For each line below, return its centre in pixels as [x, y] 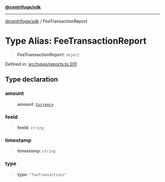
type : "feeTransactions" [42, 174]
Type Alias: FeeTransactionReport [76, 41]
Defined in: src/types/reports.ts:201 [41, 64]
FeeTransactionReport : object [48, 54]
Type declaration [31, 80]
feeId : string [30, 128]
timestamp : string [36, 151]
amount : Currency [35, 104]
